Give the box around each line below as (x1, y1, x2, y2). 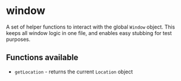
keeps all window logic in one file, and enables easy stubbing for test (6, 29, 172, 36)
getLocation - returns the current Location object (14, 68, 133, 75)
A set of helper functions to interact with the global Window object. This (6, 23, 175, 30)
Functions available (6, 52, 79, 62)
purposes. (6, 36, 31, 43)
